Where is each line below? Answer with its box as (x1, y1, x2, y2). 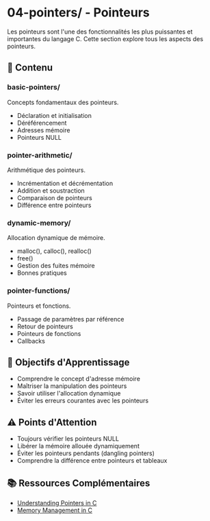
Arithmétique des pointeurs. (7, 166, 86, 174)
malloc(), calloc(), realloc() (16, 247, 92, 255)
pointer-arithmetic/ (7, 150, 73, 160)
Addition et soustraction (16, 186, 86, 195)
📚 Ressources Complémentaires (7, 477, 150, 489)
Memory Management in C (16, 506, 92, 514)
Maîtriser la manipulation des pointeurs (16, 382, 127, 390)
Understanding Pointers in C (16, 498, 97, 507)
